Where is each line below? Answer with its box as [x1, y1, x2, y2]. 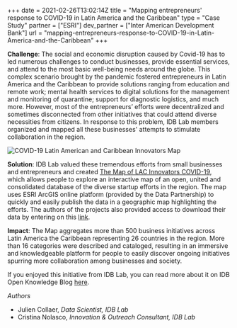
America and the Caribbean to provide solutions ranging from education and [7, 80, 230, 88]
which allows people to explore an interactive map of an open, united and [7, 175, 221, 183]
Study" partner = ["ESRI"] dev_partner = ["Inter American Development [7, 21, 214, 29]
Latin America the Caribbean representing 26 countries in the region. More [7, 234, 225, 242]
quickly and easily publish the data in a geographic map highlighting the [7, 198, 217, 206]
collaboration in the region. [7, 132, 86, 141]
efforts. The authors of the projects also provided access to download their [7, 205, 226, 213]
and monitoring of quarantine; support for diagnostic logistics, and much [7, 95, 219, 103]
